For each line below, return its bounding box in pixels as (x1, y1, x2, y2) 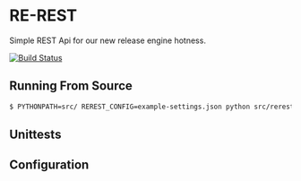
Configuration (9, 158, 90, 173)
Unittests (9, 127, 62, 142)
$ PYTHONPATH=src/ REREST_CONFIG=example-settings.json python (9, 102, 251, 111)
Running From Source (9, 78, 133, 94)
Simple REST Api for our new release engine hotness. (9, 35, 206, 46)
